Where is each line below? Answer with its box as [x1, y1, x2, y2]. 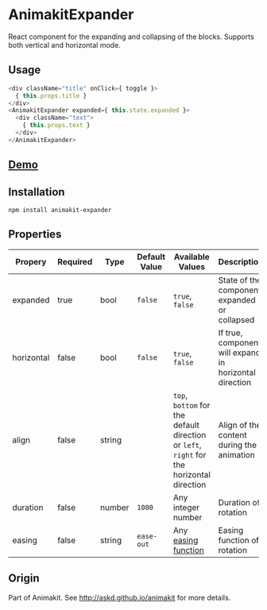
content [218, 429, 248, 440]
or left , [172, 439, 202, 450]
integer [172, 502, 200, 513]
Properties [8, 228, 62, 241]
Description [218, 256, 264, 267]
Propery [15, 256, 47, 267]
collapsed [218, 314, 255, 325]
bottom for [172, 400, 211, 411]
